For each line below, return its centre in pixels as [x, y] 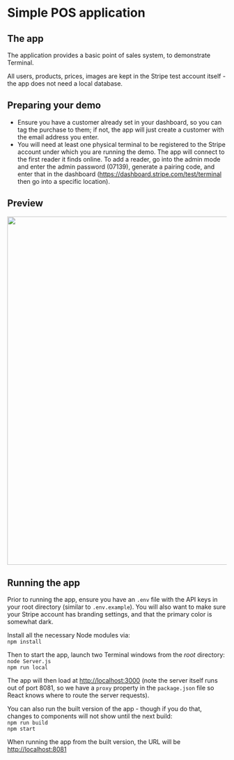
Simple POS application [76, 13]
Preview [25, 203]
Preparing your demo [54, 106]
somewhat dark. [30, 622]
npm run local [28, 668]
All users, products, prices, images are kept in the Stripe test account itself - [117, 76]
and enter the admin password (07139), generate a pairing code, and [116, 166]
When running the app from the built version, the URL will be [94, 742]
